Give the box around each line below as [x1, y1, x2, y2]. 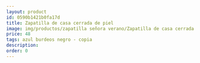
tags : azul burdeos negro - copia [6, 37, 93, 43]
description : [6, 43, 39, 49]
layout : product [6, 8, 47, 15]
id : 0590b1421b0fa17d [6, 14, 60, 20]
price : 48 [6, 31, 31, 37]
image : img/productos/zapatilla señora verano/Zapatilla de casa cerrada [6, 25, 195, 32]
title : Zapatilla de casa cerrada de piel [6, 20, 114, 26]
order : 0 [6, 48, 28, 54]
